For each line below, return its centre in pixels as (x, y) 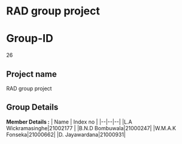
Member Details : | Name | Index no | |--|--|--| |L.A (69, 122)
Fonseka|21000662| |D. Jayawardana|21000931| (66, 134)
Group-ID (30, 39)
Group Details (32, 107)
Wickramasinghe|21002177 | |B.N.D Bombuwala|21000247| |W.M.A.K (91, 128)
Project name (31, 74)
